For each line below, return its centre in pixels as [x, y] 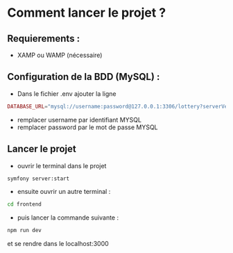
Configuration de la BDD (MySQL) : [84, 77]
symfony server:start [38, 179]
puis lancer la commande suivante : [68, 218]
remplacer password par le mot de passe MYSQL [87, 127]
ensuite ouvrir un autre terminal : [64, 192]
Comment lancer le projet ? [87, 13]
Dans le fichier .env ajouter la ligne [67, 93]
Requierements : [44, 39]
